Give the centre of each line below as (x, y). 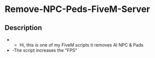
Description (23, 28)
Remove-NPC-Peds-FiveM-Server (77, 9)
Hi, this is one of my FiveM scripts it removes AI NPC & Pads (81, 45)
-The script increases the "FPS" (44, 50)
